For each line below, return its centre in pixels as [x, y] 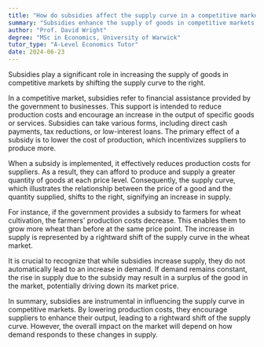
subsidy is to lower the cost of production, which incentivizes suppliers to [127, 140]
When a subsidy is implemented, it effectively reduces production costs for [130, 163]
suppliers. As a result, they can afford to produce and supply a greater [122, 172]
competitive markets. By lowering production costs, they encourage [118, 309]
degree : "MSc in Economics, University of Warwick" [94, 37]
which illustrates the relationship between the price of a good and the [121, 188]
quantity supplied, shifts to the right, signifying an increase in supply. [120, 197]
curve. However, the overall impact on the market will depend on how [121, 326]
